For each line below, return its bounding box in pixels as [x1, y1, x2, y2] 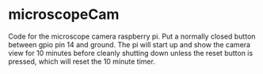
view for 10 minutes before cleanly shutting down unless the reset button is [8, 48, 253, 57]
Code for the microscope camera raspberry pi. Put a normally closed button [8, 31, 256, 41]
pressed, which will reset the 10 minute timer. [8, 57, 156, 66]
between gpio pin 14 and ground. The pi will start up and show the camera [8, 39, 251, 49]
